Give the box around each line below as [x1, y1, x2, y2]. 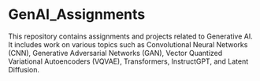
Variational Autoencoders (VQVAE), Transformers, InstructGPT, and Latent [8, 57, 249, 66]
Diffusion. [8, 64, 40, 74]
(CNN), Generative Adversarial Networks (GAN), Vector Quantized [8, 48, 223, 57]
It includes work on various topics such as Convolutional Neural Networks [8, 39, 248, 49]
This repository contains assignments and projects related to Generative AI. [8, 31, 254, 41]
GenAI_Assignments [8, 6, 146, 24]
